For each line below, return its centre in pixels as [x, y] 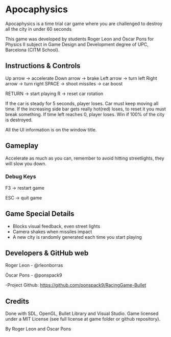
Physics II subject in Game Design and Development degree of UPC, [77, 44]
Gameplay [22, 146]
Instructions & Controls [43, 66]
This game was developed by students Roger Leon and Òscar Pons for [80, 39]
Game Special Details [40, 214]
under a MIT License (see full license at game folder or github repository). [83, 319]
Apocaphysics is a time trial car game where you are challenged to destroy [84, 24]
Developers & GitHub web [47, 253]
